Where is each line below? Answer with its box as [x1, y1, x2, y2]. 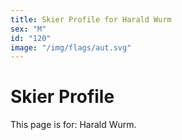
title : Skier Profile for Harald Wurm [10, 14, 172, 25]
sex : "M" [10, 24, 47, 34]
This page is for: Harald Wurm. [10, 119, 137, 131]
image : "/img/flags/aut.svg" [10, 42, 132, 53]
